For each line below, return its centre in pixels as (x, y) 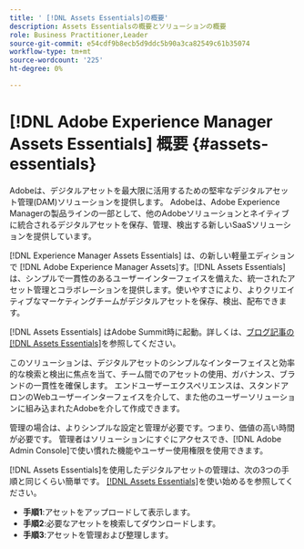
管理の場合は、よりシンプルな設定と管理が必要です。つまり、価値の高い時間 (152, 427)
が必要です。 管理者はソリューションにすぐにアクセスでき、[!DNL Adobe (146, 439)
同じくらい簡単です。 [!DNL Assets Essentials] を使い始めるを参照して (156, 481)
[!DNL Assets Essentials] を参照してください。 (95, 343)
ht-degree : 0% (36, 69)
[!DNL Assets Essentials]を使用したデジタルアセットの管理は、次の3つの (146, 470)
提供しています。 (65, 236)
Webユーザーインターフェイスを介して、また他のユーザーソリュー (157, 397)
